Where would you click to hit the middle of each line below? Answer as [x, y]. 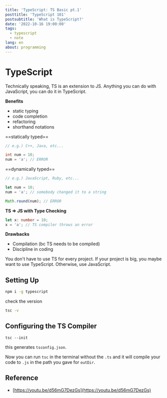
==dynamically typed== [30, 169]
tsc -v [12, 311]
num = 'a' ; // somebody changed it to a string [56, 192]
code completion [30, 116]
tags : [11, 29]
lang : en [14, 43]
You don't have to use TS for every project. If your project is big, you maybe [83, 259]
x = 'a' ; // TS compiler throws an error [49, 225]
